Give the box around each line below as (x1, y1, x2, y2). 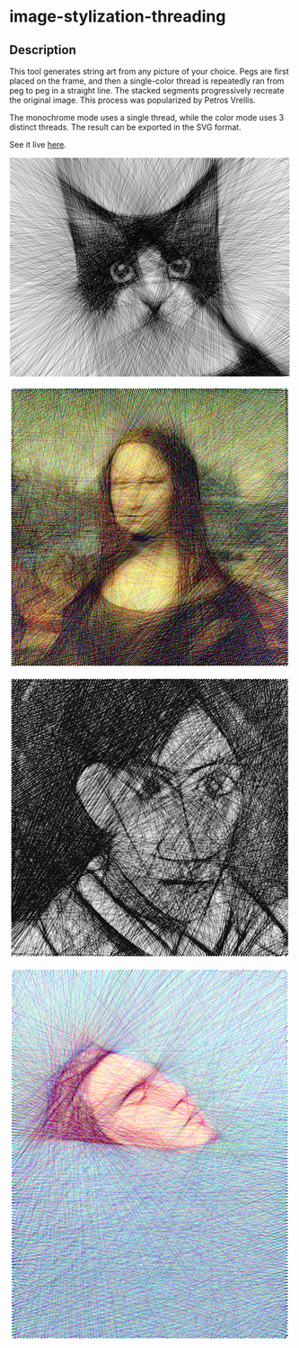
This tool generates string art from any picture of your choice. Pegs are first (9, 66, 289, 77)
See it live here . (9, 140, 67, 149)
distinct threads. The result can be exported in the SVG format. (9, 122, 242, 132)
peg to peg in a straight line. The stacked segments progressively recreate (9, 86, 285, 95)
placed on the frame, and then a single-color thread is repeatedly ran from (9, 76, 285, 86)
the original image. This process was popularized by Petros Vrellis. (9, 95, 256, 105)
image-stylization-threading (9, 6, 226, 27)
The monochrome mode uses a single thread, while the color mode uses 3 (9, 113, 285, 122)
